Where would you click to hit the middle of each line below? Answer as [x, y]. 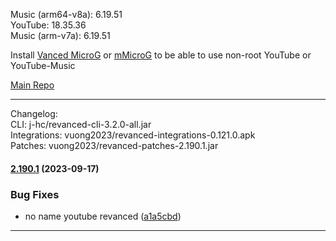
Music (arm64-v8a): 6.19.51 [66, 14]
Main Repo [32, 85]
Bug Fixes [35, 194]
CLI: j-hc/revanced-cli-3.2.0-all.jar [81, 124]
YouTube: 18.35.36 [48, 25]
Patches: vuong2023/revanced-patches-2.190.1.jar [114, 145]
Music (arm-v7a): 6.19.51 [60, 35]
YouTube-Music [43, 65]
